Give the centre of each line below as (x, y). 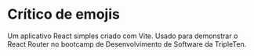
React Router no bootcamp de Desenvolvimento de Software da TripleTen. (127, 44)
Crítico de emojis (64, 14)
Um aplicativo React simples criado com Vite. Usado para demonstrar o (123, 36)
